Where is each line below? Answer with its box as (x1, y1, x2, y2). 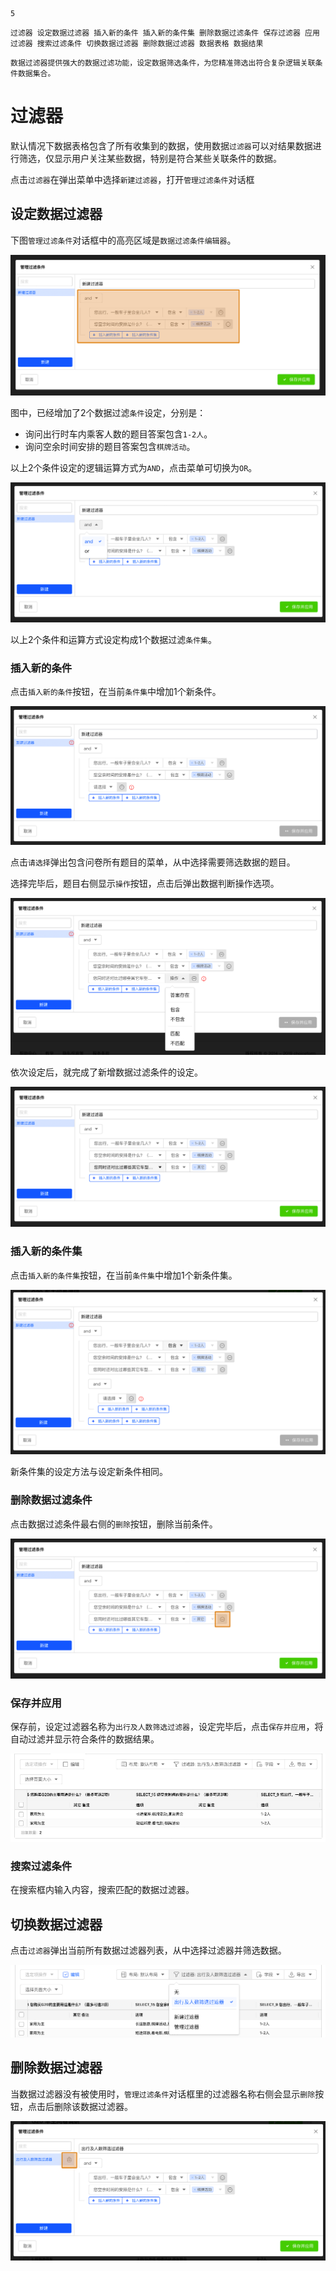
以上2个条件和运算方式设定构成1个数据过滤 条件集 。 (10, 634, 217, 646)
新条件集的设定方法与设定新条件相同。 (10, 1466, 168, 1478)
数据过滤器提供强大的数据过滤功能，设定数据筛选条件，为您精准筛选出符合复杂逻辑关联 (10, 58, 316, 68)
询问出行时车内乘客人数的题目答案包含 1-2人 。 (24, 428, 213, 440)
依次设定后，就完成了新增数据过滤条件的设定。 (10, 1066, 203, 1078)
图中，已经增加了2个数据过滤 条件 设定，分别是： (10, 406, 207, 418)
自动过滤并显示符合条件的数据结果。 (10, 1733, 160, 1745)
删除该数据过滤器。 (53, 2100, 133, 2112)
